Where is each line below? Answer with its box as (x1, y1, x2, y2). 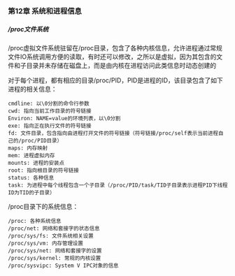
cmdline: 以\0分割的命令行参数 (8, 100, 90, 107)
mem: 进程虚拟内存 (8, 152, 55, 159)
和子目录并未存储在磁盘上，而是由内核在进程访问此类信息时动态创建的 (13, 61, 216, 69)
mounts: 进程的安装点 (8, 159, 65, 166)
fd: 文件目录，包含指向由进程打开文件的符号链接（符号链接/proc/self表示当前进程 (8, 129, 219, 137)
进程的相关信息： (8, 85, 57, 93)
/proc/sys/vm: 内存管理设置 (8, 240, 83, 247)
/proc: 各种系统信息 (8, 217, 62, 224)
